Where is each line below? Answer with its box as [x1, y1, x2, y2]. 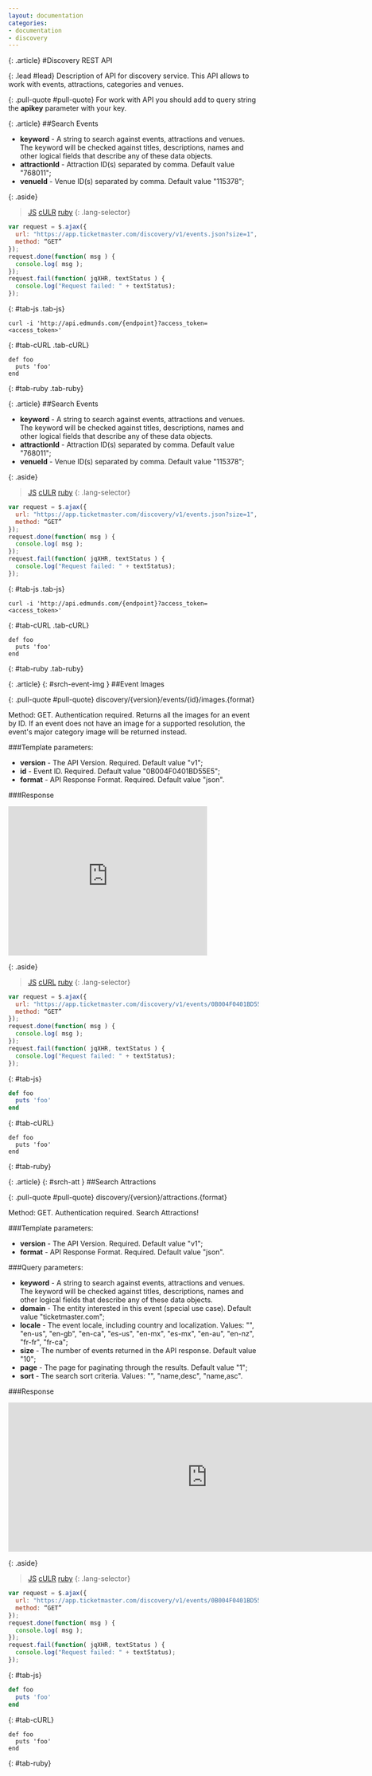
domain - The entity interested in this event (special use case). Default [19, 1304, 252, 1313]
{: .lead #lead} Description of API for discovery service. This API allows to [8, 71, 250, 80]
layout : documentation [8, 11, 83, 20]
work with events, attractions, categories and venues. [8, 80, 184, 89]
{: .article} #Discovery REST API [8, 56, 113, 65]
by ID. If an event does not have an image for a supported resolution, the [8, 718, 246, 728]
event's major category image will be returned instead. [8, 726, 188, 737]
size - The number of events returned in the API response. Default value [19, 1346, 257, 1355]
